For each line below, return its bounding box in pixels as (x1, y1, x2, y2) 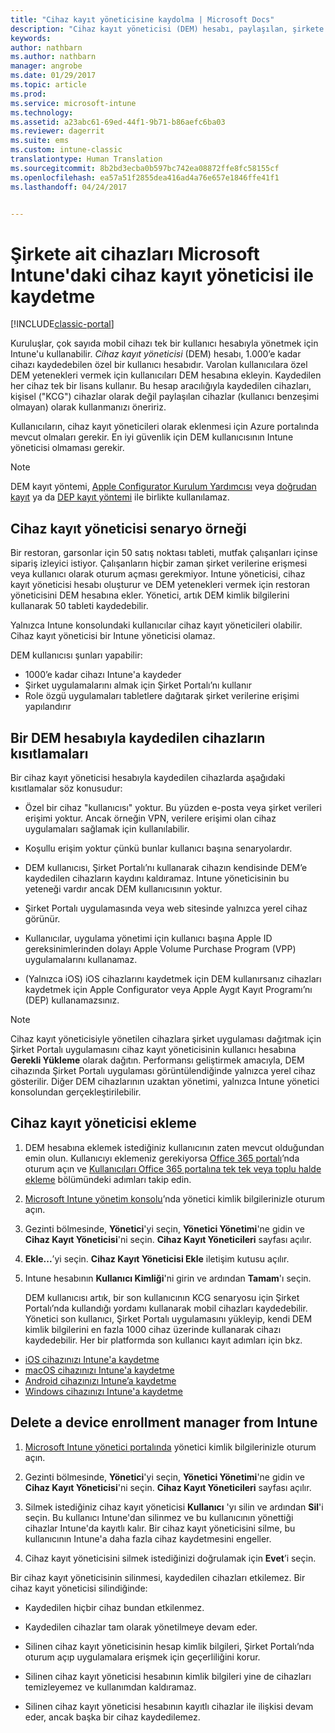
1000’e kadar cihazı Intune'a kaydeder (24, 669, 182, 681)
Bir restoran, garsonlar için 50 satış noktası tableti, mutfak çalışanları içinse (10, 547, 318, 559)
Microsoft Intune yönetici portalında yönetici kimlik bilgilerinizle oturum (24, 1441, 317, 1453)
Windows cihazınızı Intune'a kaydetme (24, 1385, 183, 1397)
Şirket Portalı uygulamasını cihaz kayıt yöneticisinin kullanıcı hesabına (10, 1043, 297, 1055)
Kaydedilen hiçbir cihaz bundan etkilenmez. (24, 1601, 205, 1613)
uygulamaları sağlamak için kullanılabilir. (24, 822, 190, 835)
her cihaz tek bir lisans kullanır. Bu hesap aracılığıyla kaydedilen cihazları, (10, 380, 312, 392)
